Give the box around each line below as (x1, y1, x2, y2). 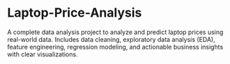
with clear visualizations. (7, 50, 78, 58)
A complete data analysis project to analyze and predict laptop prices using (7, 28, 224, 36)
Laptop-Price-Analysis (7, 5, 142, 21)
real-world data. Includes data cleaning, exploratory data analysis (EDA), (7, 35, 215, 43)
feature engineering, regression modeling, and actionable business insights (7, 42, 224, 51)
